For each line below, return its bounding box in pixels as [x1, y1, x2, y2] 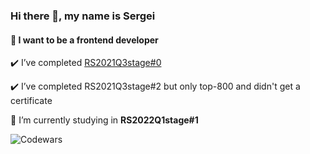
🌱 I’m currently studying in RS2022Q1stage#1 [10, 114, 199, 126]
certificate [10, 95, 53, 107]
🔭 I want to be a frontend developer [10, 34, 159, 46]
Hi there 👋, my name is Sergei [10, 9, 156, 23]
